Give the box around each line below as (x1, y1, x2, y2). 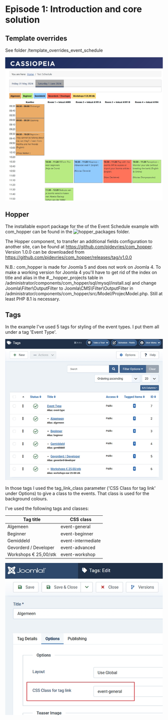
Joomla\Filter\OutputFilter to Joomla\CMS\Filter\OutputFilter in (5, 285, 133, 291)
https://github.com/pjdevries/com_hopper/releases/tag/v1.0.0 (5, 254, 132, 261)
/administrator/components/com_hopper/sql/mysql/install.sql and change (5, 280, 156, 286)
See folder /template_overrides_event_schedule (5, 48, 103, 53)
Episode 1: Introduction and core (5, 4, 142, 15)
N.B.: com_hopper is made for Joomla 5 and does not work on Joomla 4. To (5, 264, 161, 270)
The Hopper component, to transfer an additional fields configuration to (5, 239, 152, 245)
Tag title (23, 516, 41, 522)
